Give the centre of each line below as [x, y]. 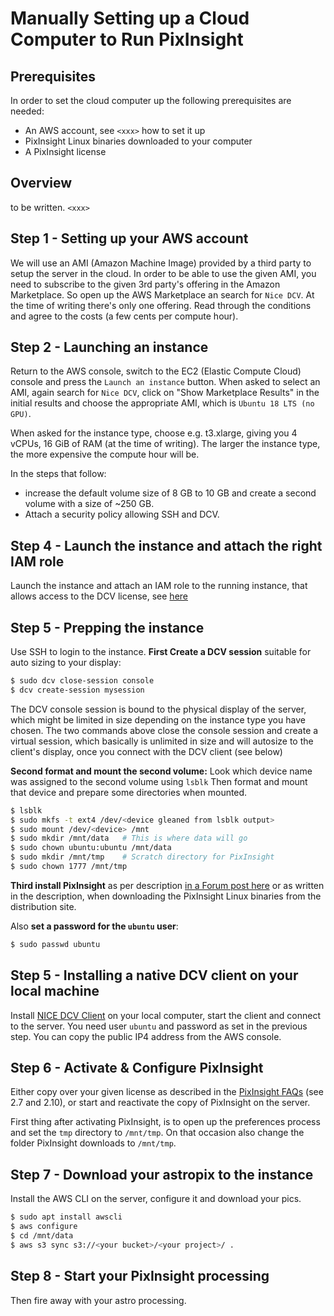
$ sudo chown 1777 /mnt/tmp [69, 867]
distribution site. [43, 906]
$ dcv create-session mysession [77, 690]
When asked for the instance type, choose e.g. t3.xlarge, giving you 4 [154, 433]
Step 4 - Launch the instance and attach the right [166, 545]
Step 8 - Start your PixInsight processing [140, 1276]
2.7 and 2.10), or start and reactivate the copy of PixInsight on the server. [160, 1103]
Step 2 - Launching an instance [109, 347]
